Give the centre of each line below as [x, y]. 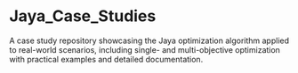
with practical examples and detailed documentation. [106, 59]
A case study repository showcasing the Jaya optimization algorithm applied [149, 40]
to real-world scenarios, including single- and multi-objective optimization [145, 49]
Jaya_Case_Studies [83, 16]
